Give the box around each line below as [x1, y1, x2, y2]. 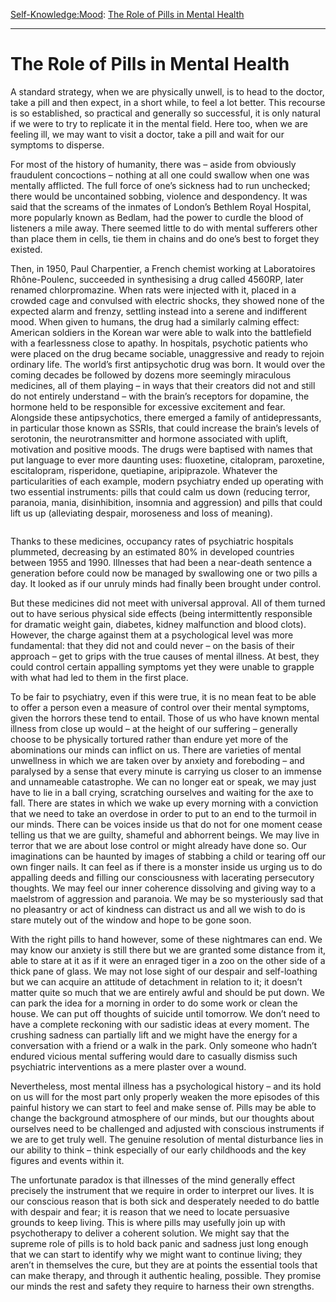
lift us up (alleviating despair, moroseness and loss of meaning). [10, 507, 273, 519]
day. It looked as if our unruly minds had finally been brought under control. [10, 577, 322, 589]
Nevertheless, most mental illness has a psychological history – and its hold [10, 1080, 322, 1092]
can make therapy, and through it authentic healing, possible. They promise [10, 1269, 322, 1281]
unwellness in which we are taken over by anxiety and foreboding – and [10, 754, 305, 766]
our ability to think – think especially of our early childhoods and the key [10, 1144, 307, 1156]
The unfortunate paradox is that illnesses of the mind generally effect [10, 1174, 296, 1186]
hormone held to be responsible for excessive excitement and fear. [10, 400, 286, 413]
